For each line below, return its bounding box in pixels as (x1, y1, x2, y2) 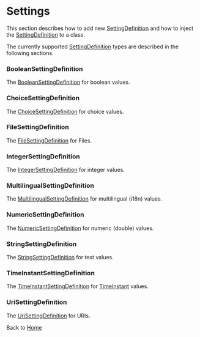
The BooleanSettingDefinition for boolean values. (6, 78, 130, 86)
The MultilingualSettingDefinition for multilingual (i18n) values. (6, 195, 163, 202)
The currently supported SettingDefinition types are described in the (6, 43, 179, 50)
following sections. (6, 49, 54, 56)
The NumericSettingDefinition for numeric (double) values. (6, 224, 154, 232)
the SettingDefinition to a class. (6, 31, 86, 38)
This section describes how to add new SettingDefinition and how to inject (6, 24, 194, 32)
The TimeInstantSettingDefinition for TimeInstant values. (6, 283, 149, 290)
